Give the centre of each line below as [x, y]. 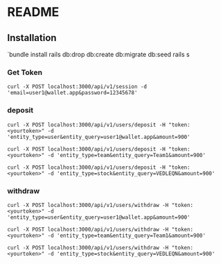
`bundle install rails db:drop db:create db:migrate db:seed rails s [98, 54]
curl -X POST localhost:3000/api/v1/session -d [77, 87]
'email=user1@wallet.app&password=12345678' [72, 93]
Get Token [25, 72]
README [33, 12]
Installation [32, 38]
